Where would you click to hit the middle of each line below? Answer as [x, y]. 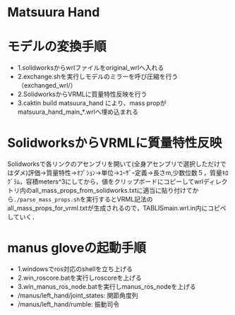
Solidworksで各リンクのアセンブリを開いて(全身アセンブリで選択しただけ [114, 164]
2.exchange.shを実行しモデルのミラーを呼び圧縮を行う [98, 77]
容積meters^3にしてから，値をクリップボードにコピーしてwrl [115, 182]
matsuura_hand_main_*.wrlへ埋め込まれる [78, 112]
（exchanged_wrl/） [47, 85]
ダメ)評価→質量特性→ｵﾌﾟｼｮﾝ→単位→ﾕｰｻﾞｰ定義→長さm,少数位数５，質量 [117, 173]
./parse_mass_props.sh [47, 200]
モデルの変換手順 [57, 47]
